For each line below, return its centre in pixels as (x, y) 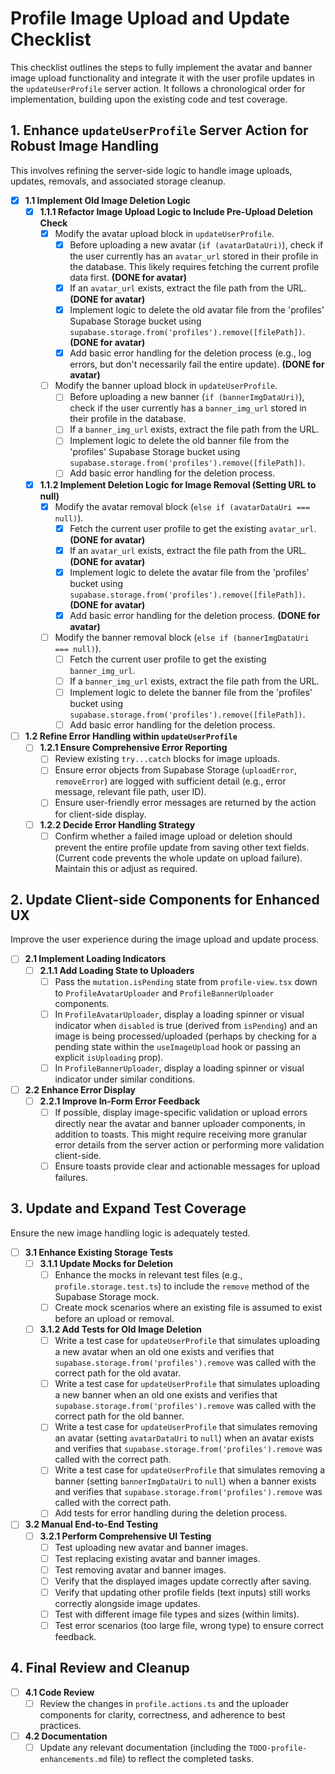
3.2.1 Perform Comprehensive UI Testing (125, 1536)
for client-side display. (100, 814)
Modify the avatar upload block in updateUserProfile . (164, 233)
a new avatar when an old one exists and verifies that (164, 1352)
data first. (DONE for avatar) (128, 277)
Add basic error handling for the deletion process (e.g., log (190, 353)
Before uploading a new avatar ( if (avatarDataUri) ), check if (196, 244)
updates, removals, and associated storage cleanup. (118, 181)
